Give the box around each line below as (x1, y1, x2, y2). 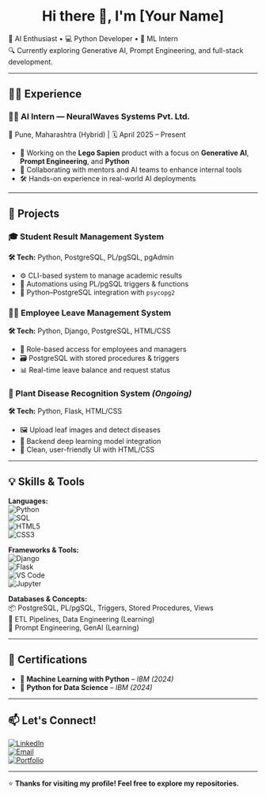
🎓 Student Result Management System (8, 231, 165, 242)
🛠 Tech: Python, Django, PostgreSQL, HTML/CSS (8, 326, 172, 335)
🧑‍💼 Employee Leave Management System (8, 308, 172, 319)
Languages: (8, 496, 49, 506)
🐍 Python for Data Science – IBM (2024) (19, 682, 153, 692)
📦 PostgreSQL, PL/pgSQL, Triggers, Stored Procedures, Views (8, 603, 214, 612)
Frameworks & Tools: (8, 545, 79, 555)
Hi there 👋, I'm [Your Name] (42, 7, 224, 25)
